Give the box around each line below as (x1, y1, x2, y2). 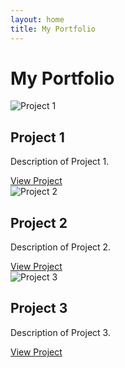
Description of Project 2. (10, 241, 112, 253)
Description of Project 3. (10, 326, 111, 338)
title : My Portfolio (10, 24, 97, 34)
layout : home (10, 14, 65, 25)
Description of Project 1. (10, 156, 110, 168)
